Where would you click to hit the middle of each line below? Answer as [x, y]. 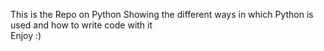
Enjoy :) [26, 35]
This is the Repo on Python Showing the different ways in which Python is [162, 14]
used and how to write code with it [81, 25]
